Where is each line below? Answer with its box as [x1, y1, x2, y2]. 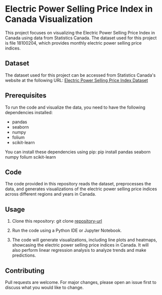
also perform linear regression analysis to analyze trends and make [12, 247, 146, 253]
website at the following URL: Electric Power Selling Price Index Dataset [5, 77, 148, 83]
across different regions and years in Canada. [5, 191, 96, 197]
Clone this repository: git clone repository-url [12, 218, 102, 224]
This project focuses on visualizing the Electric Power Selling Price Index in [5, 30, 155, 35]
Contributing [5, 266, 45, 275]
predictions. [12, 252, 36, 258]
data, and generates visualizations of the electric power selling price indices [5, 186, 157, 192]
